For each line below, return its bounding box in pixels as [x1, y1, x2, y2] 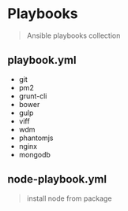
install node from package [26, 194, 112, 203]
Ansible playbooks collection [26, 31, 121, 40]
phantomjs [18, 133, 54, 143]
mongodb [18, 150, 51, 159]
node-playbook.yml [7, 172, 107, 186]
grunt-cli [18, 91, 47, 101]
